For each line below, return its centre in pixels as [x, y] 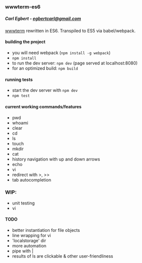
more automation [29, 246]
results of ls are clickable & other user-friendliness [62, 256]
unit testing [23, 203]
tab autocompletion [32, 180]
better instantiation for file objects [46, 230]
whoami [20, 122]
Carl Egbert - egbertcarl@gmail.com [43, 19]
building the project [25, 42]
